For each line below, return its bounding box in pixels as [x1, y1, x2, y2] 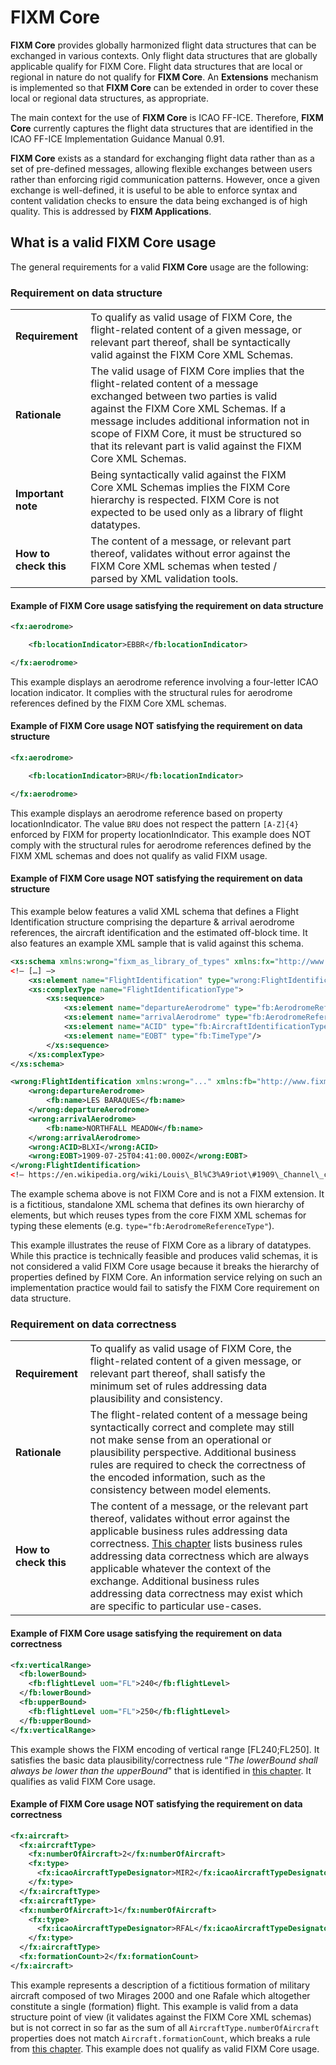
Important [15, 487, 64, 501]
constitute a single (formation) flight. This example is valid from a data [10, 2000, 299, 2012]
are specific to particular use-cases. [89, 1599, 262, 1613]
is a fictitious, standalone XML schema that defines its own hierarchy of [10, 1199, 305, 1211]
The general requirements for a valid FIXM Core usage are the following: [10, 261, 309, 273]
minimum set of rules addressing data [89, 1379, 268, 1393]
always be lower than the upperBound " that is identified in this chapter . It [10, 1764, 312, 1776]
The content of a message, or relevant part [90, 534, 292, 548]
